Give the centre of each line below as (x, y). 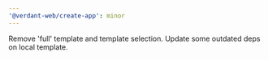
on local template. (39, 47)
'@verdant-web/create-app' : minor (67, 16)
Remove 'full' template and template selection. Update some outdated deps (134, 38)
